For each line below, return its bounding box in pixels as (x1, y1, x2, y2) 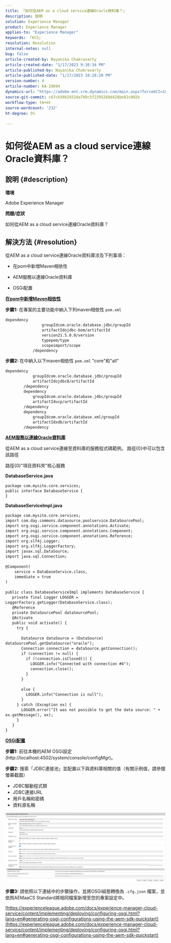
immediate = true (14, 574, 51, 579)
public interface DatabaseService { (5, 488, 83, 493)
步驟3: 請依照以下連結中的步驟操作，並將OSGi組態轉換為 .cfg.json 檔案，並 (5, 888, 165, 894)
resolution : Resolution (5, 41, 56, 46)
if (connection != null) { (21, 651, 79, 656)
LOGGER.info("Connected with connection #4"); (30, 661, 131, 666)
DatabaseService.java (5, 473, 53, 479)
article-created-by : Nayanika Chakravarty (5, 57, 97, 62)
